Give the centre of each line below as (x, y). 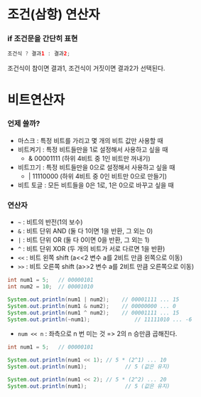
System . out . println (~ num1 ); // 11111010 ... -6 (100, 319)
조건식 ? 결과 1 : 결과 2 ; (39, 54)
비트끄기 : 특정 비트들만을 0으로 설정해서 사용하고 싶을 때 (96, 167)
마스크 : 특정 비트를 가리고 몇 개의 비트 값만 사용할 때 (90, 140)
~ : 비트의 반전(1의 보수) (50, 222)
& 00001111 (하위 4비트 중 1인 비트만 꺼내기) (89, 158)
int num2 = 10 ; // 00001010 (50, 287)
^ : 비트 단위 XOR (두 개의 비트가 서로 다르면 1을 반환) (91, 249)
